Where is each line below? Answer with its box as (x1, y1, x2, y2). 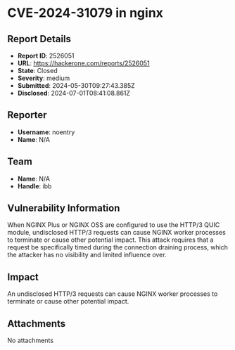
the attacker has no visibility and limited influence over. (7, 251, 167, 259)
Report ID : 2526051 (17, 51, 75, 60)
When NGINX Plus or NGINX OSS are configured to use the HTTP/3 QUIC (7, 221, 220, 229)
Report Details (7, 33, 72, 45)
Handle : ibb (17, 181, 52, 190)
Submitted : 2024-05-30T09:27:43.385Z (17, 82, 135, 89)
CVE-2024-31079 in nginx (7, 5, 164, 21)
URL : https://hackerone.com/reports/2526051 (17, 59, 150, 67)
